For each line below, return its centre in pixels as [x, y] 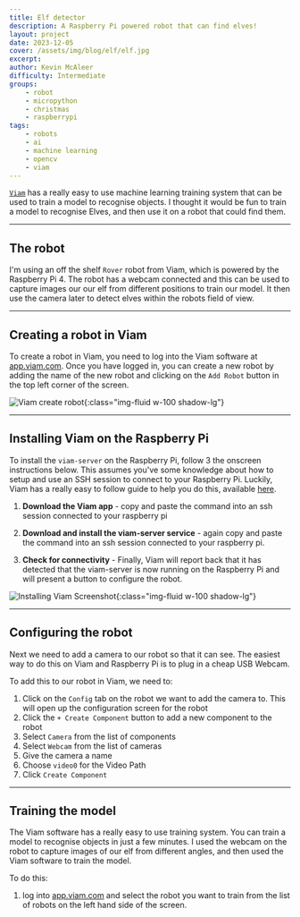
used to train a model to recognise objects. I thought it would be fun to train [148, 202]
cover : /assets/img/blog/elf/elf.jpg [79, 51]
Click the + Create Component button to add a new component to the [147, 717]
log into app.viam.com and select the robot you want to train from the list [156, 896]
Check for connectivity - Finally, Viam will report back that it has [142, 559]
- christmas [47, 109]
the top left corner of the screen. [69, 385]
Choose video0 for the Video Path [84, 765]
